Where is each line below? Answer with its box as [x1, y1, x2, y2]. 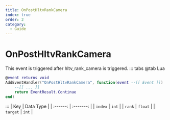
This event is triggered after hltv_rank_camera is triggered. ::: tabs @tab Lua [5, 65, 165, 71]
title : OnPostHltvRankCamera [5, 7, 67, 13]
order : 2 [5, 17, 24, 22]
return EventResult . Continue [14, 89, 77, 94]
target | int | [5, 109, 33, 115]
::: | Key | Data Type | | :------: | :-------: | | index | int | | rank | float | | [5, 103, 155, 110]
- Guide [10, 27, 27, 32]
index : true [5, 12, 31, 17]
